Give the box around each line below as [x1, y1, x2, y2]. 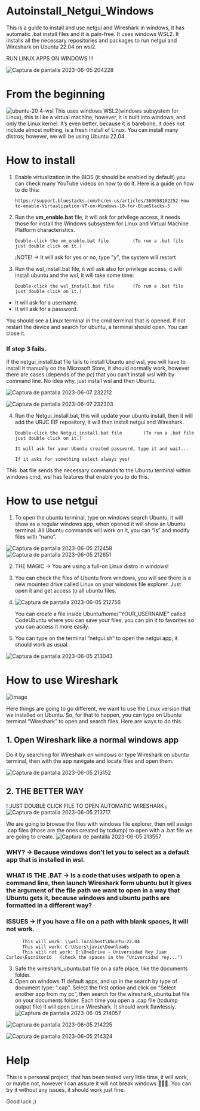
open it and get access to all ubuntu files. [14, 587, 116, 594]
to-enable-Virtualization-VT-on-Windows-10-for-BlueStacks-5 [14, 203, 171, 209]
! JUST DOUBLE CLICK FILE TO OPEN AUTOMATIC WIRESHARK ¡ [6, 802, 167, 810]
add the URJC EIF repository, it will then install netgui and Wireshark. [14, 418, 184, 426]
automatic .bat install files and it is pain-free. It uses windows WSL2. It [6, 30, 179, 37]
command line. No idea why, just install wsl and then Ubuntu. [6, 378, 156, 385]
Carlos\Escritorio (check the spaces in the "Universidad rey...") [6, 954, 183, 960]
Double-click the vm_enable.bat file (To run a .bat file [14, 238, 184, 244]
